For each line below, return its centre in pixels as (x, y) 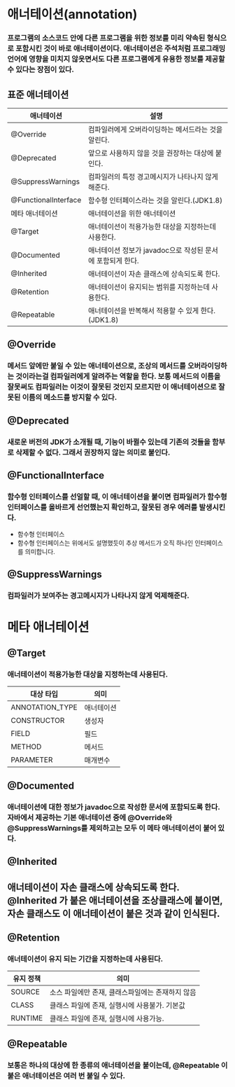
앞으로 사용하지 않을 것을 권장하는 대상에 (151, 153)
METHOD (26, 747)
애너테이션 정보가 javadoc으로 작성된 (146, 250)
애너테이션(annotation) (72, 14)
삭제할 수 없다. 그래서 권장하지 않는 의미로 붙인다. (93, 452)
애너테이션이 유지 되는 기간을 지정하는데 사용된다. (85, 959)
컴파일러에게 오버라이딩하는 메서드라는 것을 (155, 129)
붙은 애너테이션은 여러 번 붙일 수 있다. (66, 1076)
